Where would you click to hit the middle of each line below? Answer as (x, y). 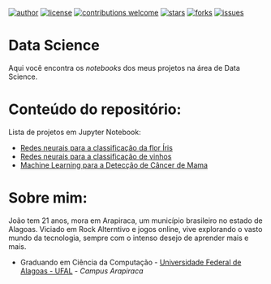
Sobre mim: (48, 198)
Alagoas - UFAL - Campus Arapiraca (82, 271)
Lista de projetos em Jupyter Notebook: (75, 132)
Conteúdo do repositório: (95, 109)
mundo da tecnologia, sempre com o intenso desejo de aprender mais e (129, 238)
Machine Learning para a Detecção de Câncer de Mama (114, 165)
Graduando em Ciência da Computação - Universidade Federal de (131, 262)
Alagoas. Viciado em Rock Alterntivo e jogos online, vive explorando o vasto (135, 229)
